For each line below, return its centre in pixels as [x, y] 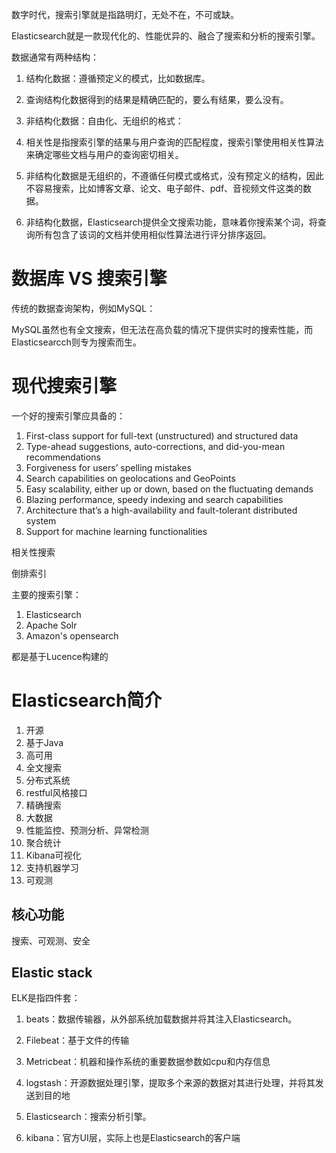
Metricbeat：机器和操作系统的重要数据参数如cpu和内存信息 [148, 1062]
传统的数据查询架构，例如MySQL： [83, 308]
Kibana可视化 [53, 855]
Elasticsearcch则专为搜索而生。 [76, 342]
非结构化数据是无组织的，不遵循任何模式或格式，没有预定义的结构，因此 [174, 176]
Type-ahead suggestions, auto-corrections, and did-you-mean [155, 446]
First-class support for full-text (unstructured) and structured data [162, 435]
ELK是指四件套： [46, 998]
